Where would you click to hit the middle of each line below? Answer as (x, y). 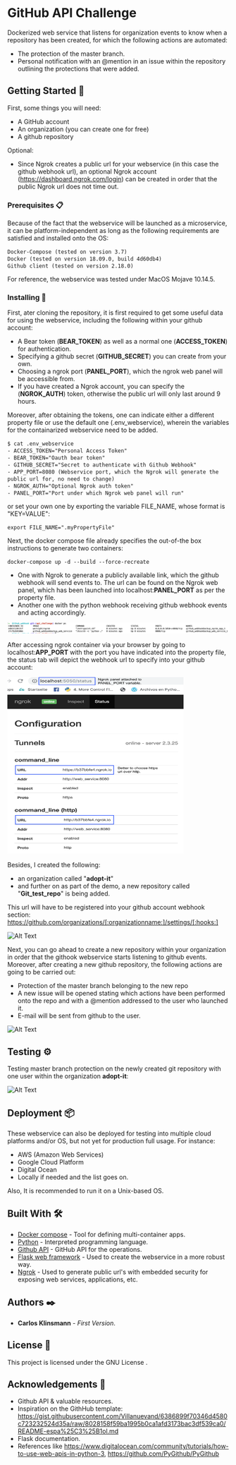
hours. (27, 402)
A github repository (45, 136)
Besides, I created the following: (54, 865)
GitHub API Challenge (72, 13)
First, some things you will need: (54, 108)
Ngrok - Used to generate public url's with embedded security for (113, 1272)
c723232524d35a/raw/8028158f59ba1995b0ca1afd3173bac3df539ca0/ (122, 1424)
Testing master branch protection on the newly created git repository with (114, 1069)
